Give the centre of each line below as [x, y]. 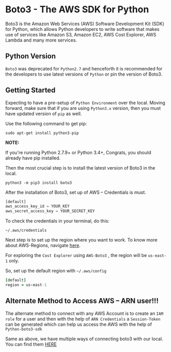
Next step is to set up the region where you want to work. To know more [81, 240]
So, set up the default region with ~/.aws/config [56, 271]
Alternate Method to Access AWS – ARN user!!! [82, 301]
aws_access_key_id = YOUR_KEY [38, 207]
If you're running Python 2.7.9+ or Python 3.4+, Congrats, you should [78, 152]
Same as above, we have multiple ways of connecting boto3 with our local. [84, 339]
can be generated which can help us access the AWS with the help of [79, 324]
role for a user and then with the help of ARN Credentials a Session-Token [83, 319]
